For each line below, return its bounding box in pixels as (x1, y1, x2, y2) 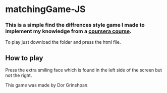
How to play (5, 54, 43, 62)
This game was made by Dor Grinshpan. (5, 82, 89, 88)
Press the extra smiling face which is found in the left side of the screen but (5, 67, 162, 73)
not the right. (5, 72, 32, 78)
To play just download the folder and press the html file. (5, 39, 121, 45)
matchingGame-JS (5, 4, 86, 15)
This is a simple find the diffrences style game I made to (5, 22, 145, 29)
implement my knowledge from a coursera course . (5, 28, 132, 35)
